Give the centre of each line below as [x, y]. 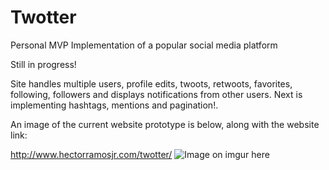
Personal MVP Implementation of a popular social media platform [144, 45]
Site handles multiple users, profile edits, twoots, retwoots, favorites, [151, 83]
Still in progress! [43, 64]
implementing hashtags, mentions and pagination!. [114, 105]
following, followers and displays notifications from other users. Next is [156, 94]
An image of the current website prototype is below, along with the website [165, 124]
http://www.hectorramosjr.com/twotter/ [91, 154]
